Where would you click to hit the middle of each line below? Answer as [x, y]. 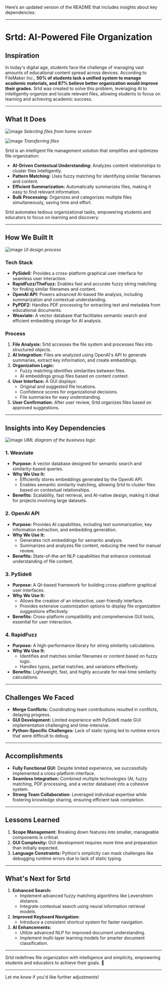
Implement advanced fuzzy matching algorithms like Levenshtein [86, 896]
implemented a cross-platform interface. [54, 773]
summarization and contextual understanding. [59, 300]
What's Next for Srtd [38, 879]
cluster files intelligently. [37, 170]
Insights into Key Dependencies [55, 428]
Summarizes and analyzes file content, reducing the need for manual [90, 545]
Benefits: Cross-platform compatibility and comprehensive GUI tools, [83, 616]
